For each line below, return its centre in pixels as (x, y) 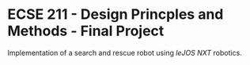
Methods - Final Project (86, 31)
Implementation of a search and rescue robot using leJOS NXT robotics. (125, 52)
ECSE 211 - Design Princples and (116, 14)
